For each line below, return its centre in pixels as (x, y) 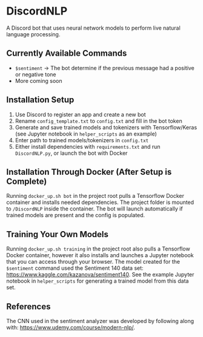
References (28, 306)
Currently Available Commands (67, 54)
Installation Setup (40, 100)
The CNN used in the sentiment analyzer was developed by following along (100, 321)
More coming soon (38, 80)
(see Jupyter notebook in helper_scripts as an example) (86, 134)
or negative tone (35, 74)
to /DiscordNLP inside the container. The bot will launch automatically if (95, 209)
